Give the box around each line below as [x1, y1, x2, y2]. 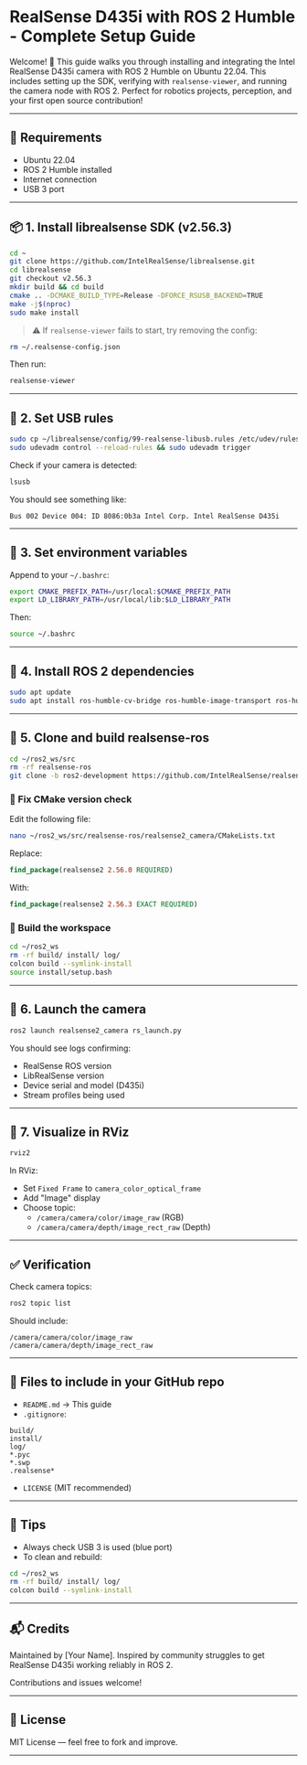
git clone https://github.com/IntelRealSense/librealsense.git [9, 257, 256, 266]
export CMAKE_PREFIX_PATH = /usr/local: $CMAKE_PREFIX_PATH [9, 587, 231, 596]
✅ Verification [9, 1257, 91, 1272]
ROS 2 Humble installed [22, 164, 112, 175]
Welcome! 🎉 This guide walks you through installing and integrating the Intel [9, 56, 295, 67]
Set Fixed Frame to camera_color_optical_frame [22, 1182, 202, 1194]
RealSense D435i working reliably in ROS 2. [9, 1660, 174, 1671]
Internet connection [22, 174, 98, 185]
